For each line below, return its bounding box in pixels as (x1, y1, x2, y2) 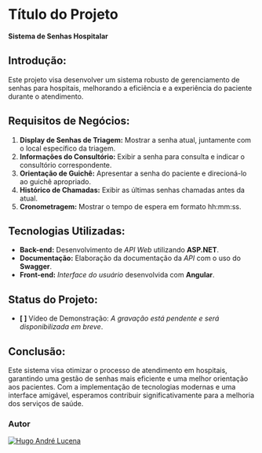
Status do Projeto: (8, 292, 98, 306)
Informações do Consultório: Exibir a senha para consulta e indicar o (19, 151, 246, 161)
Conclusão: (8, 345, 66, 358)
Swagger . (19, 262, 53, 271)
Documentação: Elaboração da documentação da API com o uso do (19, 253, 242, 263)
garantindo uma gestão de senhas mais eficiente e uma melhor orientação (8, 374, 249, 383)
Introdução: (8, 54, 67, 67)
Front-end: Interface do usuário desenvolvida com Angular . (19, 270, 215, 280)
